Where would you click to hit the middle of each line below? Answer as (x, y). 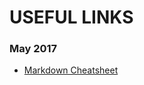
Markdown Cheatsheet (71, 70)
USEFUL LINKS (71, 17)
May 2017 (33, 49)
